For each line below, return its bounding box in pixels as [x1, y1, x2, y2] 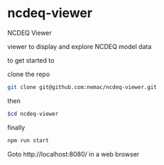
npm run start [7, 137, 50, 144]
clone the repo [7, 70, 50, 78]
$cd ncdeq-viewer [7, 110, 59, 117]
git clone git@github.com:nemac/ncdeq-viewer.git [7, 83, 158, 90]
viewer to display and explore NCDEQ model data [7, 42, 152, 50]
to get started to [7, 55, 55, 65]
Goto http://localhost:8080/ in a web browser [7, 149, 140, 158]
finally [7, 123, 26, 132]
